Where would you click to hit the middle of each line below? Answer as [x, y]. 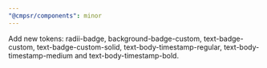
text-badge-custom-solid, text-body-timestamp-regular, [129, 47]
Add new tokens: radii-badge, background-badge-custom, [105, 38]
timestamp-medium [41, 55]
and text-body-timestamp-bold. [127, 55]
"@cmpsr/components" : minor [55, 16]
